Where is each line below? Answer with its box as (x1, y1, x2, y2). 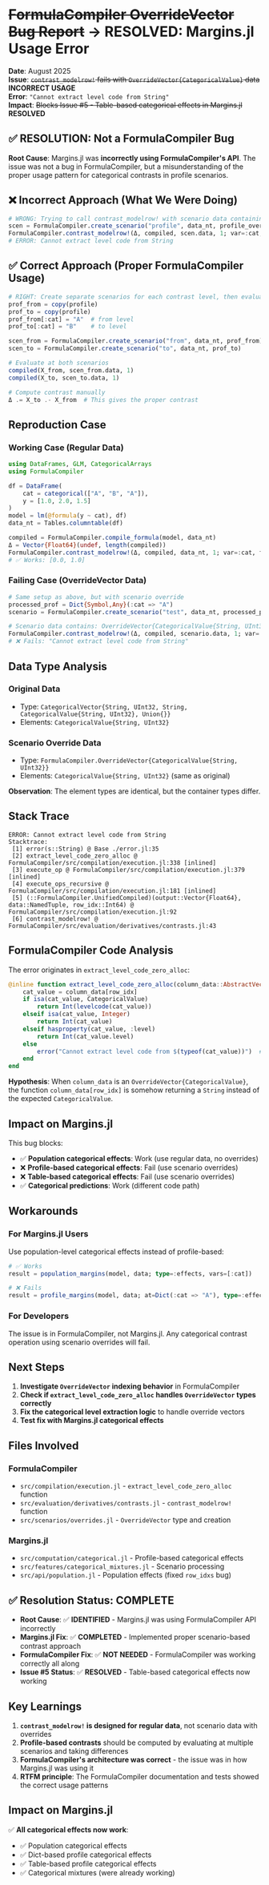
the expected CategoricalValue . (8, 1094, 114, 1103)
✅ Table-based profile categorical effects (19, 1859, 157, 1868)
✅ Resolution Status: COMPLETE (8, 1594, 175, 1607)
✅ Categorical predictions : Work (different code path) (19, 1181, 200, 1191)
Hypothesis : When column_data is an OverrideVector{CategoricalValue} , (8, 1077, 249, 1087)
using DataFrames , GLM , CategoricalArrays (8, 460, 152, 468)
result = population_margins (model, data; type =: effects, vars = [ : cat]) (8, 1269, 252, 1278)
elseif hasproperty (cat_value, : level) (22, 1025, 156, 1033)
